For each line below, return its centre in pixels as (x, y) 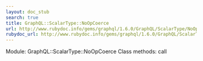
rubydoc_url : (22, 34)
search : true (22, 18)
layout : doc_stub (28, 12)
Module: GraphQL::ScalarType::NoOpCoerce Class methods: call (86, 51)
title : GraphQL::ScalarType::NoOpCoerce (58, 23)
